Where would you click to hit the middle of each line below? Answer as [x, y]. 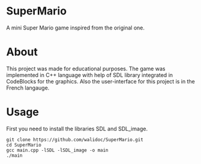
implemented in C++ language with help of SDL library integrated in [89, 75]
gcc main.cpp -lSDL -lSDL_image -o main [58, 150]
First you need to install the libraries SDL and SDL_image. [77, 129]
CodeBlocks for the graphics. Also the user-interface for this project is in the [100, 81]
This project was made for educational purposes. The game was [86, 68]
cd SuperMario [24, 145]
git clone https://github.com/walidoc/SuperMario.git [75, 139]
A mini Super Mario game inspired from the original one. [76, 28]
